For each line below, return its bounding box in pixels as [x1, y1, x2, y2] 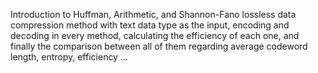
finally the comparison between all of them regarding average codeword [10, 40, 308, 52]
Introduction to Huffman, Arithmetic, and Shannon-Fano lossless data [10, 9, 297, 20]
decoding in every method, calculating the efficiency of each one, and [10, 30, 300, 41]
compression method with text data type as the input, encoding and [10, 19, 290, 31]
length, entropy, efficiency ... [10, 51, 129, 63]
